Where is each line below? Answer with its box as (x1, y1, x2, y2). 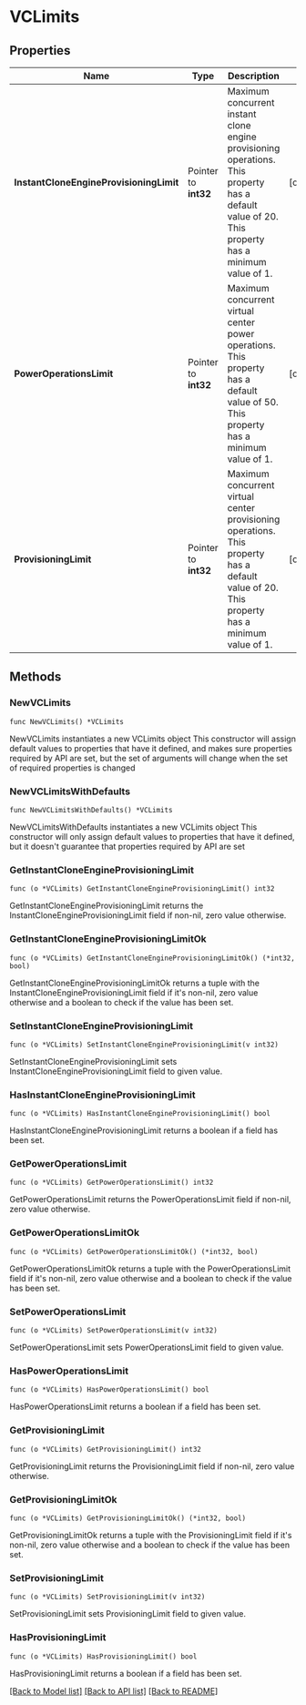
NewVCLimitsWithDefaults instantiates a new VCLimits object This (9, 822, 258, 832)
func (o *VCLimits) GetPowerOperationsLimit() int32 (9, 1178, 214, 1188)
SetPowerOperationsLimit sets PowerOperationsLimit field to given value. (9, 1342, 284, 1353)
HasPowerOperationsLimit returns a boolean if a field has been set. (9, 1401, 261, 1413)
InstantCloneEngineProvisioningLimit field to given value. (9, 1066, 223, 1077)
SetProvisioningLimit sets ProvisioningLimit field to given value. (9, 1608, 246, 1619)
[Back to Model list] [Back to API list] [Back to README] (9, 1685, 219, 1696)
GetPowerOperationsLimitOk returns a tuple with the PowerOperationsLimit (9, 1263, 291, 1274)
